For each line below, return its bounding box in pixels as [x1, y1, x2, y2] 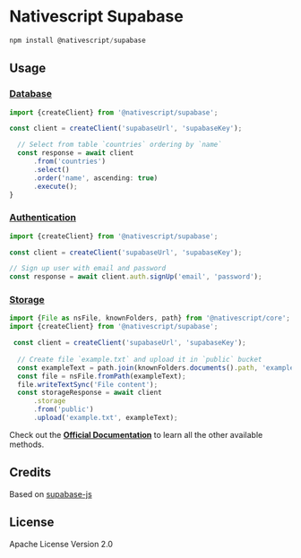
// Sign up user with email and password [9, 264, 167, 273]
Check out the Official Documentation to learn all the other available [9, 429, 263, 440]
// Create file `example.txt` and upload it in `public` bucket [17, 355, 262, 364]
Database [9, 88, 52, 100]
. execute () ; [32, 182, 78, 191]
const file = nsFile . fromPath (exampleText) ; [17, 372, 186, 381]
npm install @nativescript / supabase [9, 36, 146, 45]
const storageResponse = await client [17, 388, 163, 398]
